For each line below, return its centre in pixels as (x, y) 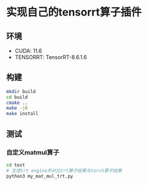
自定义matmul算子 (33, 152)
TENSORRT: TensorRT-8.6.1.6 (51, 57)
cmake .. (17, 103)
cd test (16, 165)
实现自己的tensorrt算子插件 (74, 12)
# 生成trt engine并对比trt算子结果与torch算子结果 (64, 171)
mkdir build (21, 91)
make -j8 (17, 108)
